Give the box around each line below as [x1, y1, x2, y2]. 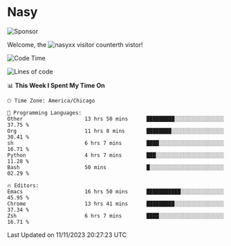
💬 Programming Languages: [7, 109, 82, 116]
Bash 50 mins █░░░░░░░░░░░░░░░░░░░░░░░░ [7, 164, 225, 170]
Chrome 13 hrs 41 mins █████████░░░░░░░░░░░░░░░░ [7, 200, 225, 207]
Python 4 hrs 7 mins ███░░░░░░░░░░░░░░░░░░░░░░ [7, 152, 225, 159]
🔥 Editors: [7, 182, 39, 189]
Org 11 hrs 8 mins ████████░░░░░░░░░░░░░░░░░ [7, 128, 225, 134]
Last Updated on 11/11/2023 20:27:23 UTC [7, 230, 127, 239]
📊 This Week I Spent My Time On [7, 81, 105, 89]
